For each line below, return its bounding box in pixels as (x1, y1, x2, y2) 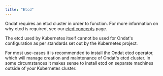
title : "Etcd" (5, 7, 34, 12)
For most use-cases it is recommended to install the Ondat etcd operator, (5, 50, 154, 56)
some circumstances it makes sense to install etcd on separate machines (5, 60, 154, 66)
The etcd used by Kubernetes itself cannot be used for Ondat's (5, 35, 133, 41)
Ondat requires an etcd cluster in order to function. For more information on (5, 20, 159, 26)
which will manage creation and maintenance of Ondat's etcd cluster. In (5, 55, 151, 61)
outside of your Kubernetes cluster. (5, 65, 77, 71)
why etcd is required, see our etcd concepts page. (5, 25, 107, 32)
